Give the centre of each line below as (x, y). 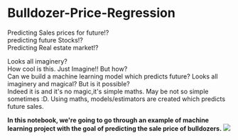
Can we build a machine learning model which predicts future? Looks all (113, 76)
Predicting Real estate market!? (53, 47)
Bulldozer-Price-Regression (91, 13)
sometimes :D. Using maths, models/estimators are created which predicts (117, 99)
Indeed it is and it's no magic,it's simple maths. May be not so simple (108, 91)
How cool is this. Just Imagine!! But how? (67, 69)
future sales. (26, 106)
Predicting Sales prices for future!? (58, 33)
